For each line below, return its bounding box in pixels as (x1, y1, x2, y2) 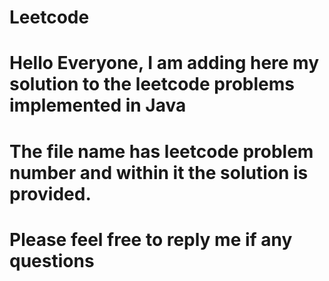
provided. (9, 182, 92, 205)
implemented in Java (9, 94, 187, 117)
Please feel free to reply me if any (9, 228, 293, 251)
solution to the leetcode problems (9, 73, 296, 96)
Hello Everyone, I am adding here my (9, 52, 320, 75)
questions (9, 249, 95, 272)
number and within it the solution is (9, 161, 309, 184)
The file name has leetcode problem (9, 140, 314, 163)
